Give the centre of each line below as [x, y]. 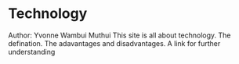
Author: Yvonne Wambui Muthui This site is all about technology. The [119, 35]
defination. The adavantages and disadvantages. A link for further [114, 43]
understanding [32, 52]
